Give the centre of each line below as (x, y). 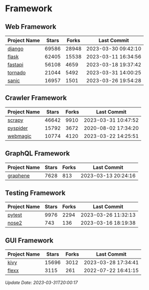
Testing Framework (35, 193)
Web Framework (31, 27)
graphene (19, 176)
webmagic (20, 136)
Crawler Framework (36, 98)
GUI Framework (29, 240)
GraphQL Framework (37, 153)
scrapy (15, 120)
